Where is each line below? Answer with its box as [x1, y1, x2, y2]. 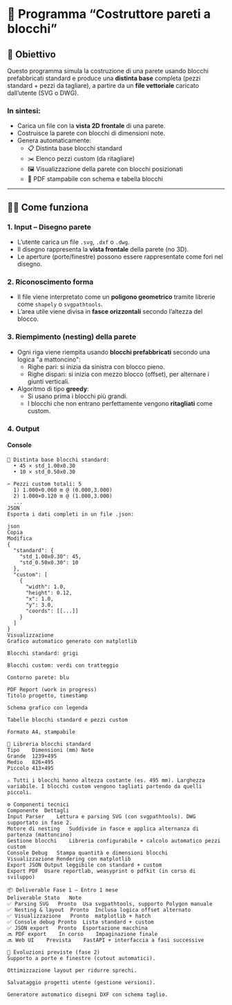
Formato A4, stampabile [7, 729, 76, 735]
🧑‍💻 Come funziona [7, 201, 88, 213]
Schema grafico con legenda [7, 704, 88, 711]
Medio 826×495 [7, 758, 54, 766]
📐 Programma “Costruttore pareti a [7, 6, 211, 22]
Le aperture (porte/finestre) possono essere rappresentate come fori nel [17, 252, 223, 261]
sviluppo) [7, 874, 36, 881]
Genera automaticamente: [17, 136, 92, 144]
